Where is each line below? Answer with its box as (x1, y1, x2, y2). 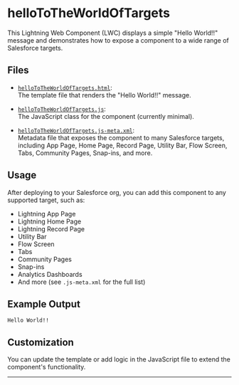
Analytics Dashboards (17, 270, 83, 278)
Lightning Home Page (17, 217, 82, 226)
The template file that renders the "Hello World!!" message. (17, 90, 192, 99)
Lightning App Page (17, 209, 76, 218)
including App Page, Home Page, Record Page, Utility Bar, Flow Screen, (17, 141, 228, 149)
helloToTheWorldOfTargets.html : (17, 83, 112, 92)
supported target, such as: (7, 196, 85, 204)
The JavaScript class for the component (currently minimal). (17, 112, 194, 120)
